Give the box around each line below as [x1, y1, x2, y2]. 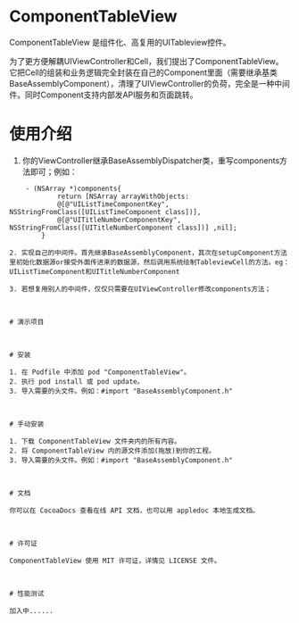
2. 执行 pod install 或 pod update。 [9, 377, 145, 386]
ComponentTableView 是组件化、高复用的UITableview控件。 [9, 37, 231, 47]
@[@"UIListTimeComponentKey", [56, 199, 170, 209]
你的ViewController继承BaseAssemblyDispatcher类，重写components [21, 154, 280, 166]
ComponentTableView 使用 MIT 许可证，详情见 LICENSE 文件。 [9, 556, 221, 565]
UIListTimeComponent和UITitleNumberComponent [9, 267, 180, 276]
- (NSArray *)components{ [25, 184, 122, 193]
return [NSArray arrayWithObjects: [56, 192, 190, 201]
